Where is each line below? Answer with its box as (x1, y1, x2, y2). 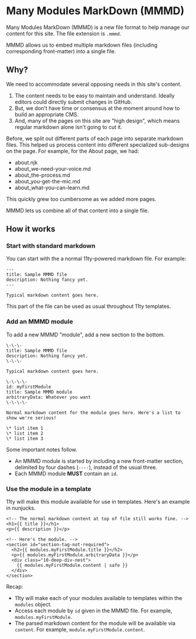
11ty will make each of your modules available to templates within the (14, 595, 182, 602)
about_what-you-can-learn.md (14, 184, 90, 191)
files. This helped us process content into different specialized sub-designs (6, 141, 190, 148)
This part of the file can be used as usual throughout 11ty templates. (6, 303, 171, 310)
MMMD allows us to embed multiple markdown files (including (6, 41, 158, 48)
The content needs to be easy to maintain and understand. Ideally (14, 92, 175, 99)
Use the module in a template (6, 485, 92, 493)
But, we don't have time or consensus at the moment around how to (14, 105, 180, 112)
